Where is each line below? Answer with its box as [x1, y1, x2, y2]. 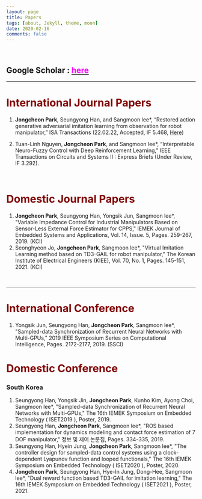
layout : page [6, 8, 39, 15]
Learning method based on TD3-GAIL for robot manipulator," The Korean [14, 250, 195, 257]
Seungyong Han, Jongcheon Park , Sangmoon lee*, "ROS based [14, 422, 174, 430]
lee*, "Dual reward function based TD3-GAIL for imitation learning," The [14, 474, 192, 482]
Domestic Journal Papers [6, 192, 135, 206]
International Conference [6, 302, 135, 315]
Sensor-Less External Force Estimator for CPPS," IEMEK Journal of [14, 225, 180, 232]
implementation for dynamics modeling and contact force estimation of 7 [14, 429, 195, 436]
